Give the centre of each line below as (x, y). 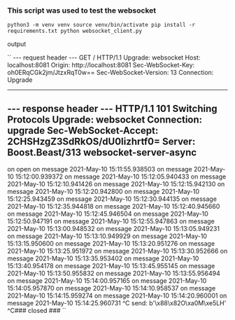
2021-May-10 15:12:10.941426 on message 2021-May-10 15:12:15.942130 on (116, 184)
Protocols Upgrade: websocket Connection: (105, 119)
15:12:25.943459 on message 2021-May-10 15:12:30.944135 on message (112, 199)
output (17, 44)
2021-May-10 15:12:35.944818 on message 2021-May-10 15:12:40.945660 (114, 207)
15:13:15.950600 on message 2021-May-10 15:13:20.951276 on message (111, 244)
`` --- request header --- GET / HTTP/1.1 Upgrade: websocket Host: (104, 57)
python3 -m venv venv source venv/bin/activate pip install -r (101, 25)
